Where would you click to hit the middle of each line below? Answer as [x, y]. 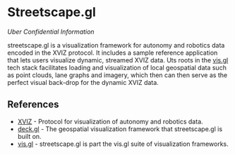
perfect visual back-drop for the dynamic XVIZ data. [83, 82]
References [33, 105]
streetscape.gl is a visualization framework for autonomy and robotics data [116, 45]
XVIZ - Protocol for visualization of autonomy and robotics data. [110, 121]
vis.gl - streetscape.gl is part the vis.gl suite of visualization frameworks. [123, 144]
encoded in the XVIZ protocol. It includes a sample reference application [113, 53]
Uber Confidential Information [51, 32]
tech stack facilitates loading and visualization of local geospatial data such [117, 67]
